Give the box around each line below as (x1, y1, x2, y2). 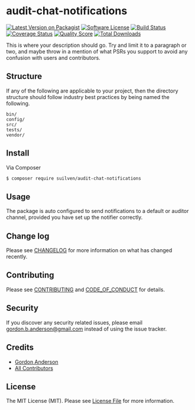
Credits (6, 342, 34, 352)
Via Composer (6, 164, 41, 171)
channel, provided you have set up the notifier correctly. (6, 214, 143, 221)
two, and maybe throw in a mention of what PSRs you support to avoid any (6, 47, 188, 55)
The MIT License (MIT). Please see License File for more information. (6, 398, 174, 405)
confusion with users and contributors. (6, 54, 100, 61)
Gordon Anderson (14, 358, 58, 365)
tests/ (6, 126, 22, 133)
